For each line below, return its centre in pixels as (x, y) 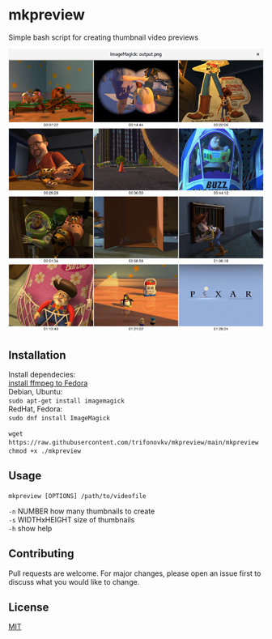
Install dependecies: (42, 374)
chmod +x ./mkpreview (45, 451)
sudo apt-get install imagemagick (67, 401)
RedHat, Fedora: (36, 409)
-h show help (30, 528)
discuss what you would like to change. (74, 581)
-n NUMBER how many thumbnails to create (82, 511)
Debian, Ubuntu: (36, 391)
